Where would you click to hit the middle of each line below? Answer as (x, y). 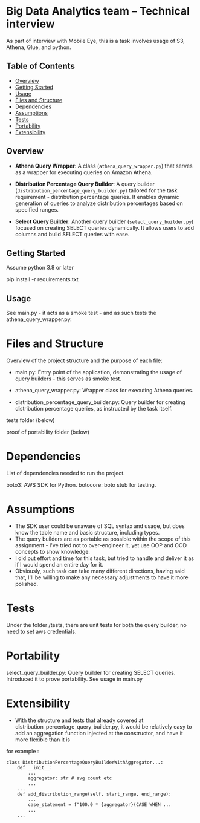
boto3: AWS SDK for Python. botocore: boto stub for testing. (81, 485)
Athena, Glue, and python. (39, 47)
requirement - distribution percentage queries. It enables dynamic (97, 197)
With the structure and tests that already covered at (79, 720)
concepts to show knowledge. (53, 552)
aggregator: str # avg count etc (70, 778)
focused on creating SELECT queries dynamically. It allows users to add (105, 227)
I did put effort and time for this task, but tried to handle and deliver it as (105, 558)
